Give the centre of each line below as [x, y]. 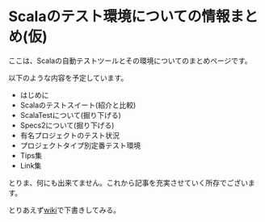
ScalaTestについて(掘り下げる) [70, 115]
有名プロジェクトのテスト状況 [69, 135]
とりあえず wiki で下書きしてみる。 [65, 210]
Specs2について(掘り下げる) [67, 125]
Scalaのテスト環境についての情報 [119, 17]
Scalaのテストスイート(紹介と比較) [78, 105]
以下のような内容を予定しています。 [68, 77]
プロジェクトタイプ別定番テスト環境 [80, 145]
